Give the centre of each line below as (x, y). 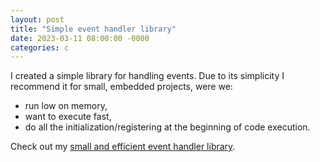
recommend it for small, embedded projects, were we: (121, 87)
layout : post (37, 19)
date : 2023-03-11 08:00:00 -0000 (80, 38)
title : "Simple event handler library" (93, 29)
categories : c (40, 47)
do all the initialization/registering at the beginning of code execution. (167, 127)
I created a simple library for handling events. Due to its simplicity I (147, 76)
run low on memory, (66, 106)
